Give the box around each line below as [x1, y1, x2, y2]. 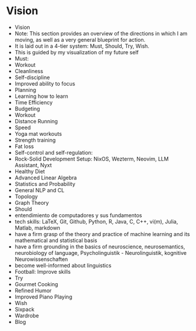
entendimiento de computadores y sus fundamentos [14, 211, 143, 219]
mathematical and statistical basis [14, 237, 97, 244]
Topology [14, 193, 38, 200]
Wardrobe [14, 312, 40, 319]
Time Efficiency [14, 99, 53, 106]
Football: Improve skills [14, 268, 71, 275]
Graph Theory [14, 199, 49, 206]
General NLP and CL [14, 186, 65, 194]
